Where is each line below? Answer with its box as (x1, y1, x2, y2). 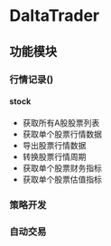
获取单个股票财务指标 (22, 162, 102, 173)
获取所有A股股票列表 (22, 117, 100, 128)
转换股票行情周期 (22, 151, 87, 162)
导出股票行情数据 (22, 139, 87, 150)
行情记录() (9, 73, 54, 86)
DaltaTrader (9, 5, 100, 26)
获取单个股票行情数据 (22, 128, 102, 139)
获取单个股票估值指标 (22, 174, 102, 184)
